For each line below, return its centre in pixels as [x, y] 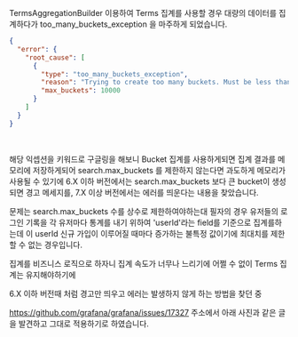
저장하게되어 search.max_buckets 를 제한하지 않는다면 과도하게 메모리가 [159, 170]
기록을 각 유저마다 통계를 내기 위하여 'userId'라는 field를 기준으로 [138, 222]
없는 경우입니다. [55, 245]
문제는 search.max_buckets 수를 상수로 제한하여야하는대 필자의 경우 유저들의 [144, 211]
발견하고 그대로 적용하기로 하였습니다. [83, 324]
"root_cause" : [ [55, 57]
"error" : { [37, 49]
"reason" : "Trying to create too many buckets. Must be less [157, 83]
